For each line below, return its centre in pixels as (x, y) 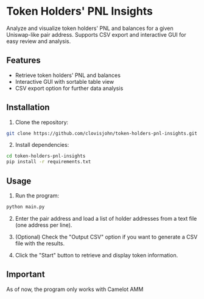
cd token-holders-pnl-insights (46, 156)
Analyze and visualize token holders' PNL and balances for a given (90, 28)
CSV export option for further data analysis (69, 88)
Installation (28, 107)
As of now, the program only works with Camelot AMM (75, 289)
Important (26, 274)
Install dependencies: (42, 145)
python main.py (26, 207)
